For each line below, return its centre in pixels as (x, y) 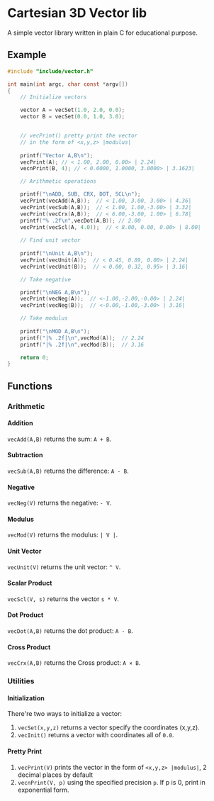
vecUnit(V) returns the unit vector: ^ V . (64, 567)
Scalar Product (30, 583)
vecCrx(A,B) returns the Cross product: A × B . (74, 663)
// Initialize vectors (53, 97)
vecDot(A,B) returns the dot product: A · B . (70, 631)
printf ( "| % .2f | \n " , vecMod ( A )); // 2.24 (82, 338)
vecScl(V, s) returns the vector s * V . (63, 599)
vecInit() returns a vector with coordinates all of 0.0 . (96, 735)
